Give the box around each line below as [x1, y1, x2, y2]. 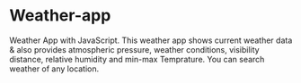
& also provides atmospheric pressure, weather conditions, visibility [9, 44, 260, 54]
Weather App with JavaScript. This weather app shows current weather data [9, 35, 293, 46]
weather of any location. [9, 63, 100, 74]
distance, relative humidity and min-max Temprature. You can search [9, 54, 265, 64]
